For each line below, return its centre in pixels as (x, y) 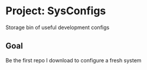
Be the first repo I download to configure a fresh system (73, 60)
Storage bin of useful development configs (58, 27)
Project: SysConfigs (56, 11)
